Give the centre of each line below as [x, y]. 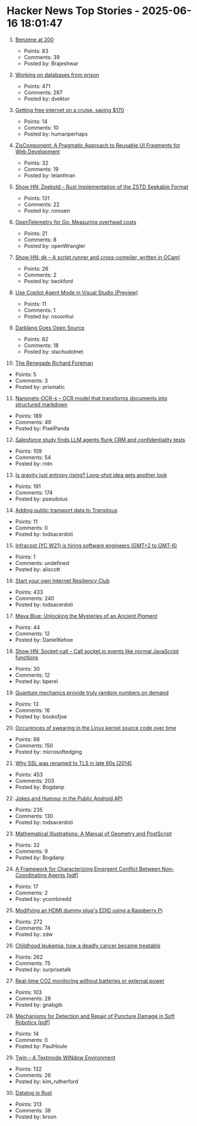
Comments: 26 [33, 1075]
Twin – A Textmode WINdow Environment [65, 1057]
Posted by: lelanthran [50, 175]
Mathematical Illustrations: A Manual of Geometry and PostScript [94, 833]
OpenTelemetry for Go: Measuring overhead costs [76, 222]
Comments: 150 [34, 745]
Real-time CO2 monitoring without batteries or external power [90, 981]
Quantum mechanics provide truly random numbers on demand [92, 693]
